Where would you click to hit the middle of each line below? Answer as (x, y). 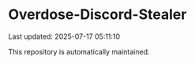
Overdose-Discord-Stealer (97, 15)
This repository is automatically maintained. (79, 51)
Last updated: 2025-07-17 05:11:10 (64, 36)
